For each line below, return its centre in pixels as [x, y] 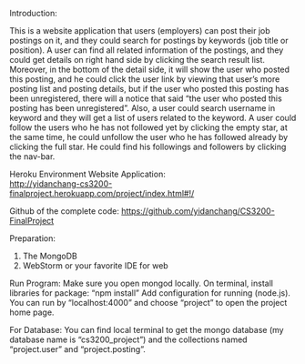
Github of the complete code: [65, 211]
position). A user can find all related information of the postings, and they [147, 50]
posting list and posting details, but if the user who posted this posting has [149, 89]
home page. [32, 312]
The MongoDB [50, 256]
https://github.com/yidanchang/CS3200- [198, 211]
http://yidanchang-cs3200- [61, 184]
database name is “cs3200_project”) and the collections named [128, 339]
